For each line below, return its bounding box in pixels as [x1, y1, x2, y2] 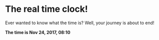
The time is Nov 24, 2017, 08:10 [5, 29, 71, 35]
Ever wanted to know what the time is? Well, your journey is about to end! [5, 20, 155, 26]
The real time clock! [5, 3, 88, 15]
